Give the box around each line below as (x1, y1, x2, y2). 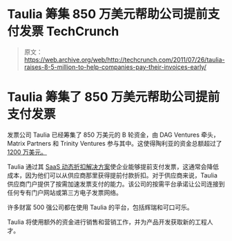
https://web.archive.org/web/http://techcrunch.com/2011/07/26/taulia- (23, 55, 226, 64)
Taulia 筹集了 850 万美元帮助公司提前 (7, 89, 220, 105)
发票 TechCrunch (19, 23, 119, 39)
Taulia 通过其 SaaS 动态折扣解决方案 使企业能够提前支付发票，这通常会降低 (7, 162, 220, 171)
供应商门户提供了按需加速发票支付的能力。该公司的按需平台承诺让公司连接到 (7, 180, 225, 188)
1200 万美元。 (7, 148, 47, 156)
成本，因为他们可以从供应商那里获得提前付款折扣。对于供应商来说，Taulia (7, 171, 217, 180)
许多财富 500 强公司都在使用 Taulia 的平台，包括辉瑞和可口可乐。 (7, 203, 193, 211)
